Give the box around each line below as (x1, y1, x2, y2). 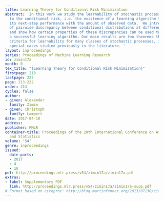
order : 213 (5, 84, 27, 89)
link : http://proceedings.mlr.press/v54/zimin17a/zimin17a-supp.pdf (9, 184, 152, 189)
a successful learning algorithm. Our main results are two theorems (9, 35, 154, 40)
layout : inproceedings (5, 48, 51, 53)
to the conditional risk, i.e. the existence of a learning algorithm (9, 16, 156, 21)
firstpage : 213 (5, 71, 36, 76)
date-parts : (9, 152, 34, 157)
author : (5, 93, 21, 98)
